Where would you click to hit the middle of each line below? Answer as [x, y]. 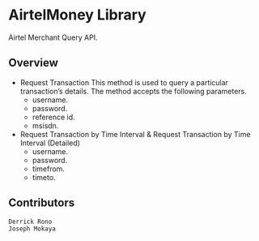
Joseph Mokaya [32, 229]
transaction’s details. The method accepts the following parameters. [133, 91]
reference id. [53, 117]
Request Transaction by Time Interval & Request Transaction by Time [135, 134]
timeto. [44, 177]
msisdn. [45, 125]
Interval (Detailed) [50, 143]
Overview [34, 63]
